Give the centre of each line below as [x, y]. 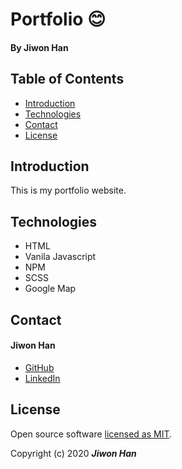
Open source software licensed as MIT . [91, 434]
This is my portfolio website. [68, 190]
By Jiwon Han [39, 47]
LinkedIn [42, 378]
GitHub [39, 367]
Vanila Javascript [60, 257]
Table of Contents [67, 79]
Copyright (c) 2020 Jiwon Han [73, 453]
